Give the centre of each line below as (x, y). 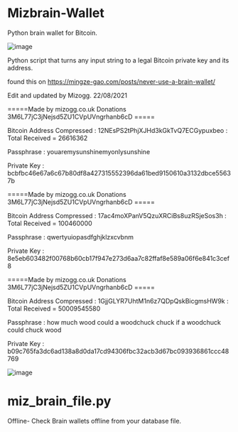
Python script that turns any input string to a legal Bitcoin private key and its (118, 60)
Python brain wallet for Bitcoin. (53, 33)
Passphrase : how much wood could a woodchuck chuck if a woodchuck (114, 322)
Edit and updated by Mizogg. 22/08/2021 (67, 95)
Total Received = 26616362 (48, 138)
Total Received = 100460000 (50, 223)
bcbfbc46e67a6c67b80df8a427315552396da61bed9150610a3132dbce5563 (119, 173)
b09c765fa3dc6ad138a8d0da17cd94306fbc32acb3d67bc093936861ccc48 (118, 351)
